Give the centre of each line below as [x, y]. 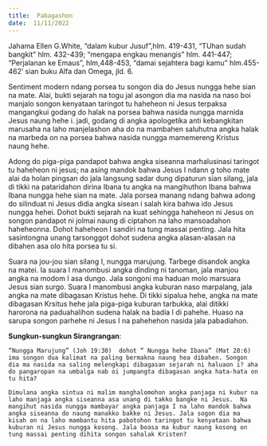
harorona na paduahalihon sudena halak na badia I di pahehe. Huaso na [126, 312]
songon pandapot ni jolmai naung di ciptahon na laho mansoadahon [120, 221]
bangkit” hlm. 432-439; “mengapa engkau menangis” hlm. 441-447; [120, 54]
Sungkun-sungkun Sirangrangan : [65, 336]
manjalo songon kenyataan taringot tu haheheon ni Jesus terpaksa [118, 104]
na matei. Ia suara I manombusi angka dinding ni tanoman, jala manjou [124, 270]
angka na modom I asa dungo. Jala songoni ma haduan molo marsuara [125, 278]
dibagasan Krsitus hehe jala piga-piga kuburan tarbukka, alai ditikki [118, 303]
